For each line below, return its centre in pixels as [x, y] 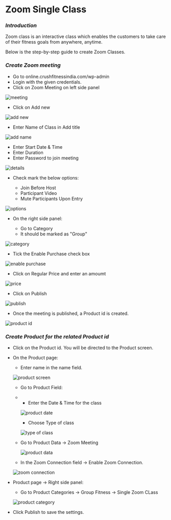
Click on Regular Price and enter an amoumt [59, 273]
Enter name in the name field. [51, 368]
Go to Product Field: [41, 388]
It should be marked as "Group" [54, 234]
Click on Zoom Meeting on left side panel [56, 87]
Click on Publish [30, 293]
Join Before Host [38, 188]
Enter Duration [28, 152]
